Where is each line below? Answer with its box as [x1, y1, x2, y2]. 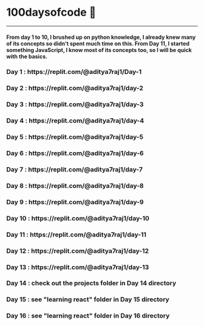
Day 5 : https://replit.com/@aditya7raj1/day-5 [6, 133, 144, 141]
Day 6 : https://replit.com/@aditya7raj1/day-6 [6, 149, 144, 158]
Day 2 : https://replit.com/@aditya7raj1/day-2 [6, 84, 144, 93]
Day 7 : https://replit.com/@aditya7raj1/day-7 [6, 165, 143, 173]
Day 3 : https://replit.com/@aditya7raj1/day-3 [6, 100, 144, 108]
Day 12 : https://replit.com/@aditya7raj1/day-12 [6, 247, 149, 255]
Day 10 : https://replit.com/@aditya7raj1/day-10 [6, 214, 150, 222]
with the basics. [6, 53, 47, 60]
